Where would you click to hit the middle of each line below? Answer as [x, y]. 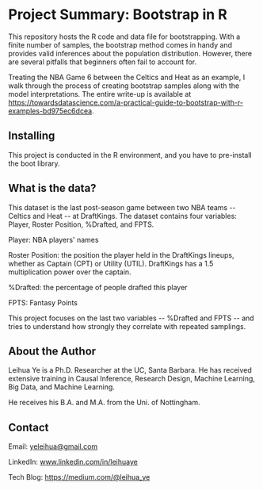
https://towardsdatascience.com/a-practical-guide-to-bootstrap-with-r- [126, 102]
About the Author [52, 351]
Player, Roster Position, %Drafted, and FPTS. [81, 224]
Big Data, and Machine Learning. [61, 387]
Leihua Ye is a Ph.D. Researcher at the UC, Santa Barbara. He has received [130, 370]
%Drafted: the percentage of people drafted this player [98, 287]
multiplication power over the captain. [70, 272]
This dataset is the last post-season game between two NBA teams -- [122, 207]
